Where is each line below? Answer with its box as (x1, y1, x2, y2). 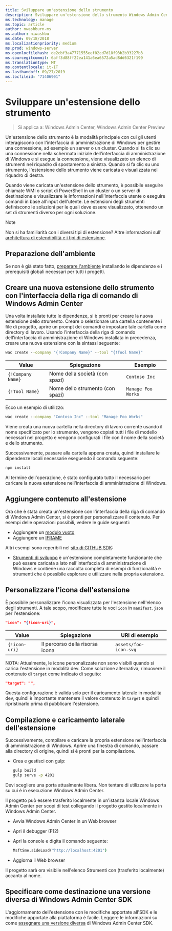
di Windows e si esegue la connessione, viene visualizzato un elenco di (5, 156, 156, 162)
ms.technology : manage (5, 17, 54, 22)
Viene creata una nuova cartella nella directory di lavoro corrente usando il (5, 424, 163, 430)
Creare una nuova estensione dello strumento (5, 283, 155, 292)
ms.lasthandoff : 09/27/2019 (5, 70, 66, 75)
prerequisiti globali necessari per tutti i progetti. (5, 268, 105, 275)
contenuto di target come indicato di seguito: (5, 671, 101, 677)
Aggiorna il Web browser (12, 857, 66, 863)
